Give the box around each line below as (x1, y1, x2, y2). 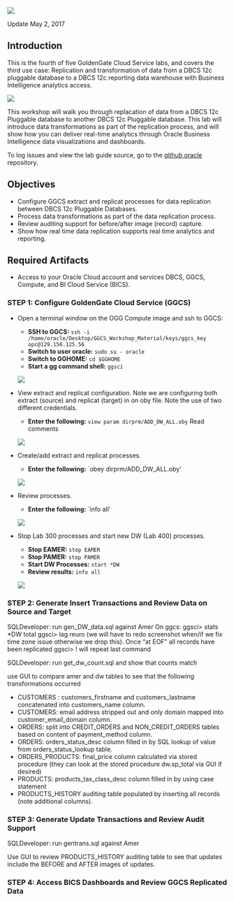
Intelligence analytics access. (7, 80, 92, 89)
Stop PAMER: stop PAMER (27, 553, 100, 561)
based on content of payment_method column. (17, 730, 152, 739)
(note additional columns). (17, 797, 93, 806)
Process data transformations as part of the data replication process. (17, 212, 217, 220)
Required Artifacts (7, 255, 89, 267)
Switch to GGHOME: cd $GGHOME (27, 354, 121, 363)
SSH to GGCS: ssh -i (27, 327, 90, 336)
